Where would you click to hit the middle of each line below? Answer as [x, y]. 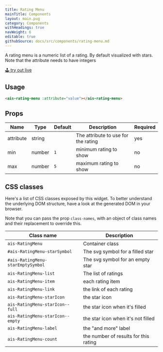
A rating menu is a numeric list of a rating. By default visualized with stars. [79, 55]
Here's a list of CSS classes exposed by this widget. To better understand [79, 199]
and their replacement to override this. [43, 223]
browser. [14, 209]
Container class [101, 244]
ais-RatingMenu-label [32, 328]
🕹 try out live [18, 70]
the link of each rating [108, 289]
